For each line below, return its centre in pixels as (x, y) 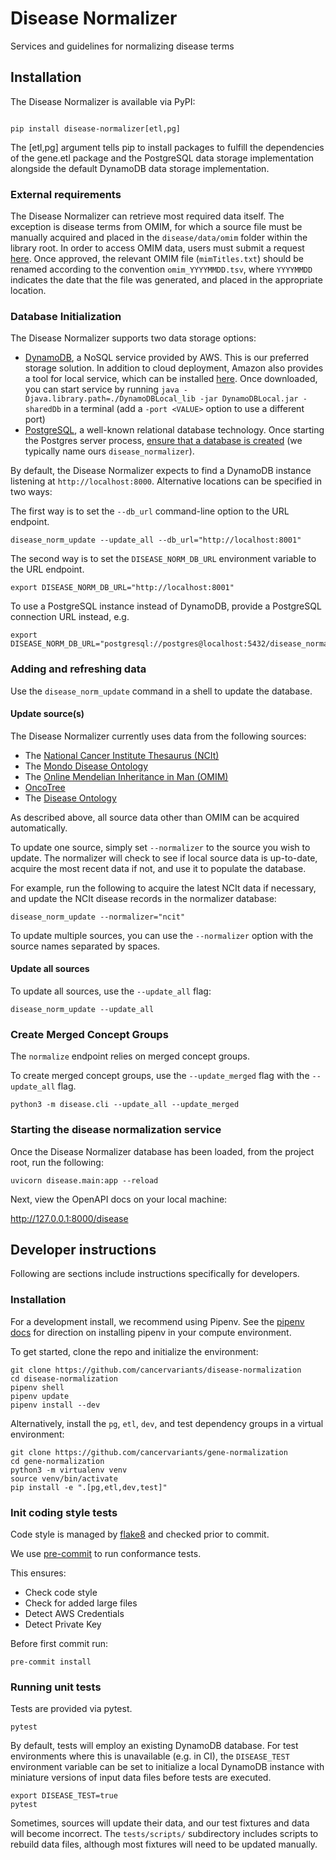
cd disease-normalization (64, 1378)
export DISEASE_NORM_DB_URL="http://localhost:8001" (122, 588)
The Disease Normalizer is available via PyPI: (103, 101)
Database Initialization (66, 316)
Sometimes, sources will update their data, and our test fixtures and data (160, 1823)
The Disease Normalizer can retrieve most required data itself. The (147, 216)
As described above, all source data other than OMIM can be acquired (155, 817)
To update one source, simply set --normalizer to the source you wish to (160, 847)
